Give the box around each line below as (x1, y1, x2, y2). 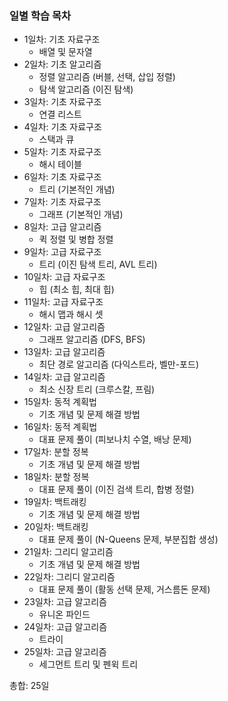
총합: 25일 (9, 680, 50, 692)
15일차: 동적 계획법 (23, 396, 97, 408)
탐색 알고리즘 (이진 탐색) (38, 83, 134, 96)
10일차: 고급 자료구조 (23, 271, 106, 283)
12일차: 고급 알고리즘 (23, 321, 106, 333)
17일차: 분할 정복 (23, 446, 89, 458)
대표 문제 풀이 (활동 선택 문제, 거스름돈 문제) (38, 583, 211, 596)
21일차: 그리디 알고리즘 (23, 546, 114, 558)
